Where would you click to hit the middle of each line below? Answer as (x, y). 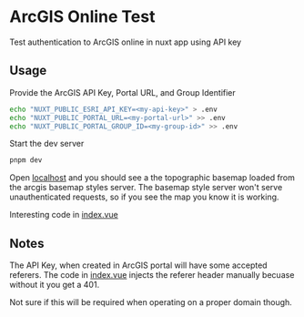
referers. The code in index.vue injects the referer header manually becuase (152, 275)
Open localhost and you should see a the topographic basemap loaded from (152, 178)
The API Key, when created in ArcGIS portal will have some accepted (138, 265)
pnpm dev (26, 160)
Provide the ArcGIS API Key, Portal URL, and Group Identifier (123, 92)
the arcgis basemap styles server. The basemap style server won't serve (146, 188)
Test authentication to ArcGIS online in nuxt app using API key (126, 42)
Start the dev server (47, 144)
